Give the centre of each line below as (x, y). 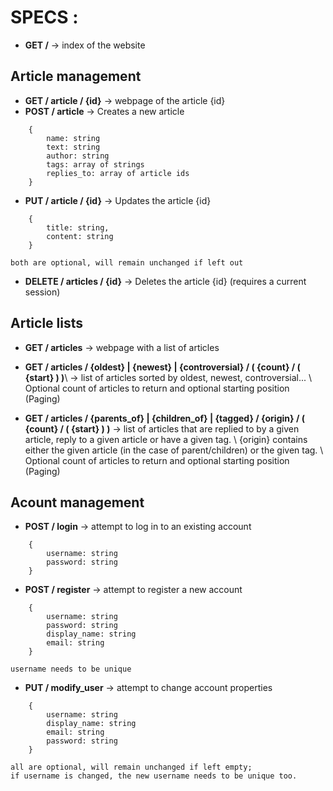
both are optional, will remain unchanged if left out (127, 262)
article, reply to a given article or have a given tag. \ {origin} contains (166, 439)
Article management (76, 76)
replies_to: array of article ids (118, 173)
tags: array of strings (95, 164)
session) (42, 292)
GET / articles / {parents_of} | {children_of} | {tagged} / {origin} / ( (164, 418)
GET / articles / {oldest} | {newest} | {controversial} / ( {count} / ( (162, 367)
